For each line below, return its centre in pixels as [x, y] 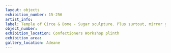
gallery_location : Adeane [33, 43]
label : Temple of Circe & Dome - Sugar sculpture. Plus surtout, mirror [84, 24]
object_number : [21, 29]
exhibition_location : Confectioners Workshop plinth [62, 33]
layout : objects [22, 10]
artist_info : [19, 19]
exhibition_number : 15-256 [34, 15]
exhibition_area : [24, 38]
